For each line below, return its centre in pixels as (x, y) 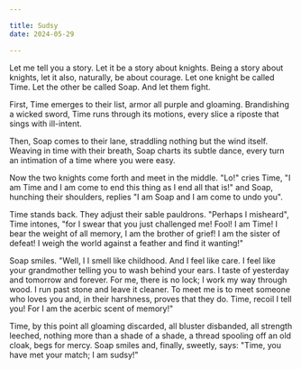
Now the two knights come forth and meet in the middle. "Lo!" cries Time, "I (150, 178)
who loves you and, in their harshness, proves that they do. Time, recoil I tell (150, 299)
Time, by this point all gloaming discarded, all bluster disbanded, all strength (151, 326)
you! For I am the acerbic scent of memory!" (91, 309)
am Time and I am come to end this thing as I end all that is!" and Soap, (141, 187)
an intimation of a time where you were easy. (92, 160)
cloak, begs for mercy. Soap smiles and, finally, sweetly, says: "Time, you (146, 345)
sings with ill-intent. (46, 124)
